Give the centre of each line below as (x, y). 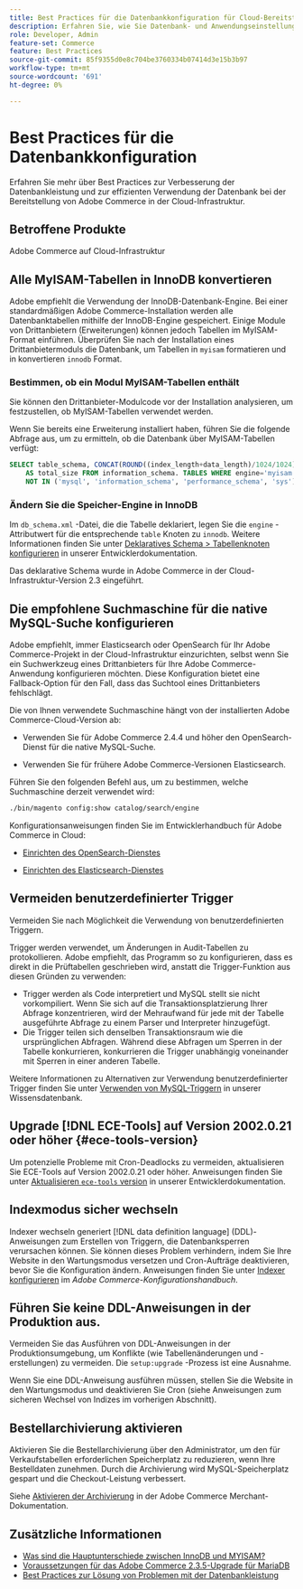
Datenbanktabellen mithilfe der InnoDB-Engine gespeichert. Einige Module (147, 321)
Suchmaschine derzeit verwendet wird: (82, 792)
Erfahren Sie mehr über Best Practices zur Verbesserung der (122, 182)
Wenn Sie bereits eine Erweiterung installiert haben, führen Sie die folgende (150, 429)
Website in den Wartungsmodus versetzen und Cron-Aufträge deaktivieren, (150, 1260)
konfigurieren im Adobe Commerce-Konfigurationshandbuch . (124, 1279)
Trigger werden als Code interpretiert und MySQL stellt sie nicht (141, 993)
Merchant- (249, 1496)
